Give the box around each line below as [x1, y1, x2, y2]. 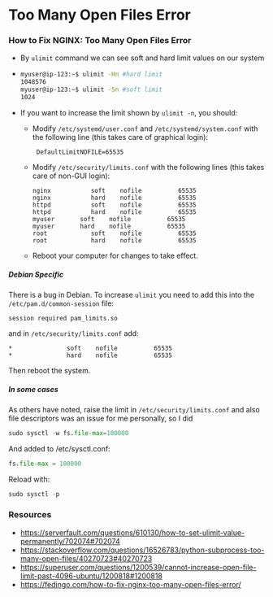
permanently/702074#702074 [19, 536, 120, 546]
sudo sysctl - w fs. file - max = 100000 [8, 429, 129, 437]
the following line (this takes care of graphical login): [32, 132, 209, 142]
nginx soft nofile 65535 [32, 186, 197, 194]
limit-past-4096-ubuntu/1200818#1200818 [19, 571, 162, 581]
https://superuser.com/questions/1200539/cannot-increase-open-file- [19, 562, 257, 572]
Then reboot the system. [8, 365, 91, 375]
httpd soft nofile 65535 [32, 201, 197, 209]
